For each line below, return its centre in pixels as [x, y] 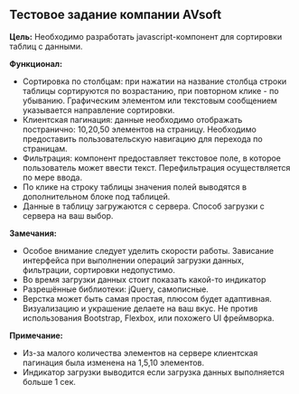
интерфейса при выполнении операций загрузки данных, [133, 260]
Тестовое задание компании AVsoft [116, 15]
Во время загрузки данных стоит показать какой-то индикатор [144, 279]
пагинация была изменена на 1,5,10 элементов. [113, 362]
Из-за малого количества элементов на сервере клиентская [140, 352]
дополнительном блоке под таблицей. [96, 196]
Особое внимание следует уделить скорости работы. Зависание [148, 250]
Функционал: [36, 63]
